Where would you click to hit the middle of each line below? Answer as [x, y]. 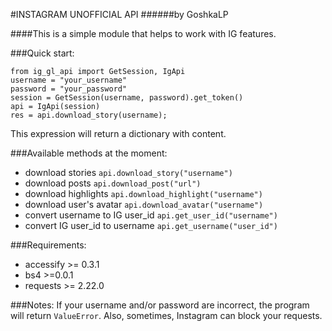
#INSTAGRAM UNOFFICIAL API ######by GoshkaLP [119, 14]
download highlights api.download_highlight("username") [143, 193]
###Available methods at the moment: [89, 153]
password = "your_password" [69, 89]
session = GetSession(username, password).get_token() [127, 98]
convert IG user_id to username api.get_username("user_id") [151, 225]
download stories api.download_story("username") [128, 172]
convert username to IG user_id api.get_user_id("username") [151, 215]
